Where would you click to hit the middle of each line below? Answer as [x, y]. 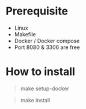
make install [35, 100]
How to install [41, 72]
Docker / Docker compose [47, 41]
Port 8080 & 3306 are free [47, 47]
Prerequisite [37, 11]
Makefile [25, 34]
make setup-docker [45, 88]
